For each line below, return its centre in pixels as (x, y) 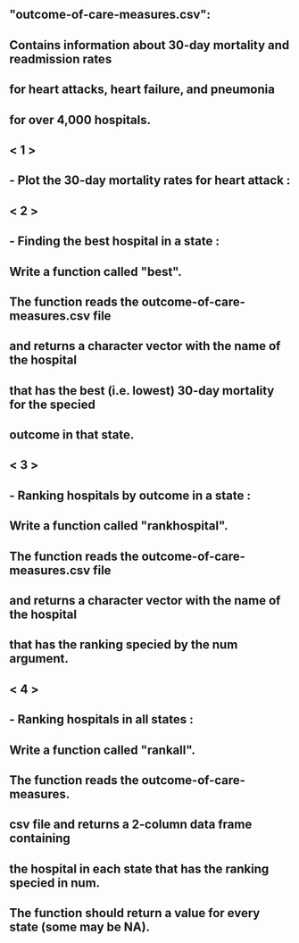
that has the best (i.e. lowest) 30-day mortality (142, 391)
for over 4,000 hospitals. (80, 120)
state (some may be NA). (79, 927)
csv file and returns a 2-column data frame (131, 825)
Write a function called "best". (96, 271)
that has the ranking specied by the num (124, 645)
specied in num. (55, 883)
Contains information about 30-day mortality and (149, 45)
